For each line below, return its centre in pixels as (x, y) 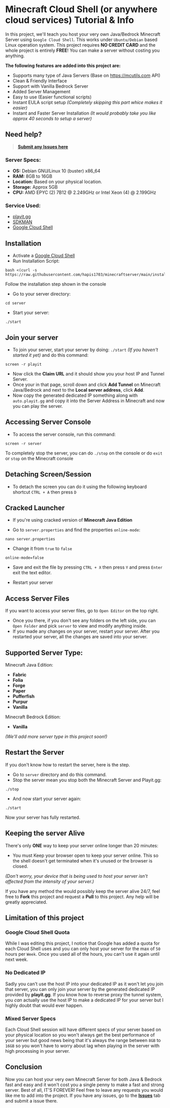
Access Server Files (37, 598)
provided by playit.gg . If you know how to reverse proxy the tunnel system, (84, 994)
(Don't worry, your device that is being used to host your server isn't (76, 876)
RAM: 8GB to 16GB (32, 177)
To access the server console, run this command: (64, 434)
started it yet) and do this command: (50, 355)
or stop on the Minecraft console (39, 458)
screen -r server (24, 443)
